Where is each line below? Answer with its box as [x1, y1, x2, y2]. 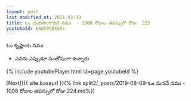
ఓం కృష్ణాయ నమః [6, 42, 44, 49]
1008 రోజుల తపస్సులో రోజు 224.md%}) [6, 87, 95, 94]
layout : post [6, 8, 39, 15]
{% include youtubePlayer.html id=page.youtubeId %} [6, 68, 139, 75]
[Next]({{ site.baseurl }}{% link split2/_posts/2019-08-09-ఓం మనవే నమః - [6, 79, 186, 87]
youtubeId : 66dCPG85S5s [6, 25, 66, 32]
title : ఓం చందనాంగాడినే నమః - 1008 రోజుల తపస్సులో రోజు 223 [6, 20, 150, 26]
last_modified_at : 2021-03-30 [6, 14, 82, 20]
